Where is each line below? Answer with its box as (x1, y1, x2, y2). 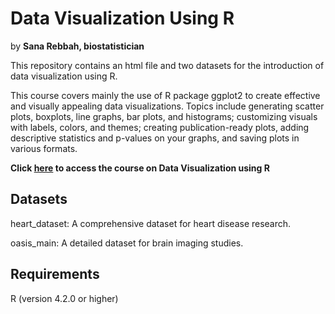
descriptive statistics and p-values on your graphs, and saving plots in (10, 132, 300, 144)
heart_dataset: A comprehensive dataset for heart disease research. (10, 217, 292, 229)
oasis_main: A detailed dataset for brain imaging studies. (10, 237, 244, 249)
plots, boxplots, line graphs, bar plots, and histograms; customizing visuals (10, 110, 318, 122)
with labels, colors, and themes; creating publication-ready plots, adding (10, 121, 310, 133)
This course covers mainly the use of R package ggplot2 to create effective (10, 89, 321, 101)
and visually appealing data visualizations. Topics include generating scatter (10, 100, 325, 112)
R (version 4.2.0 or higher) (10, 292, 119, 304)
